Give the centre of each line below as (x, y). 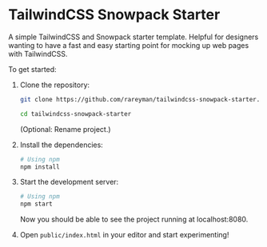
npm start (36, 204)
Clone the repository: (55, 85)
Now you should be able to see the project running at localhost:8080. (134, 219)
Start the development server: (69, 182)
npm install (40, 167)
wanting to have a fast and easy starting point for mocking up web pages (129, 45)
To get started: (33, 69)
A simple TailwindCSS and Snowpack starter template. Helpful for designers (133, 37)
